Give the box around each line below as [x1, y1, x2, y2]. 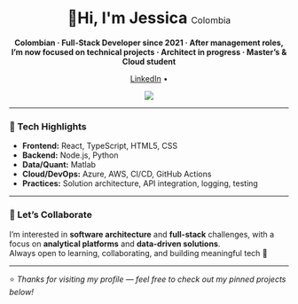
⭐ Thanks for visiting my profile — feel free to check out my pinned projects [9, 274, 286, 285]
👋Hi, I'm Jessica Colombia [67, 8, 231, 28]
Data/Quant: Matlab [21, 160, 96, 170]
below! [9, 286, 34, 297]
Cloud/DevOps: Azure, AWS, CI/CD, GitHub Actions [21, 168, 212, 180]
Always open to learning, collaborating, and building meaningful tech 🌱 [9, 247, 268, 258]
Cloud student [122, 56, 176, 66]
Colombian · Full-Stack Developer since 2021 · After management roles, [14, 37, 284, 48]
